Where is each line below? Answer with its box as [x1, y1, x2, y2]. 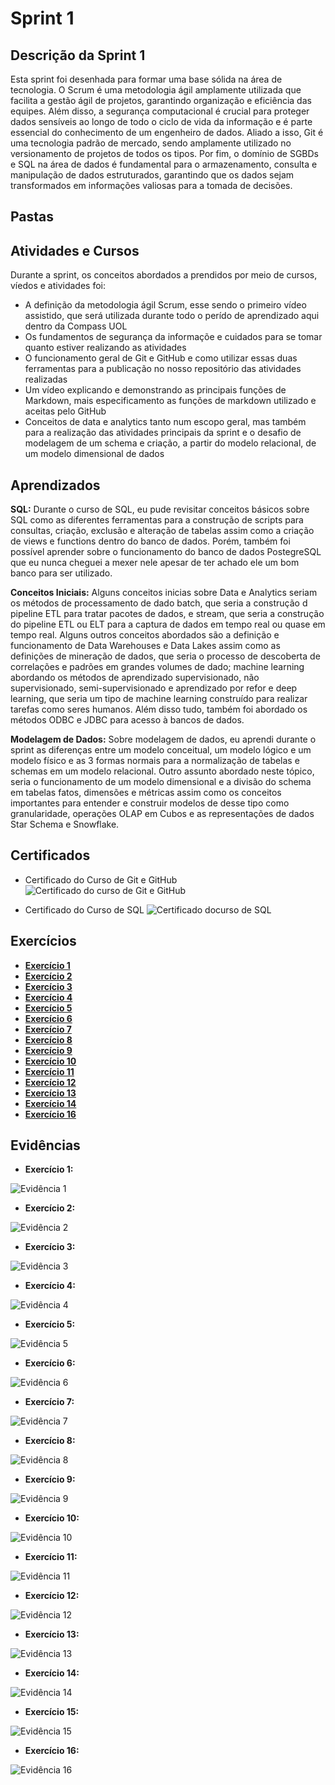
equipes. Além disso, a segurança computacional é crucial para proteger [10, 105, 310, 117]
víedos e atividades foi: [10, 280, 106, 292]
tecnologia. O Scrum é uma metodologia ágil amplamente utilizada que [10, 84, 302, 96]
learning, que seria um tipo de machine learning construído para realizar [10, 693, 308, 705]
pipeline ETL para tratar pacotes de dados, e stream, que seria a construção [10, 608, 325, 620]
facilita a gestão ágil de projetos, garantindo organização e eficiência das [10, 95, 312, 106]
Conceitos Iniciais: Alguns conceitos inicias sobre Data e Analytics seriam [10, 587, 318, 599]
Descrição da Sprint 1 [10, 47, 146, 64]
